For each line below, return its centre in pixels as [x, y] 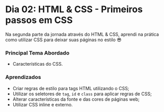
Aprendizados [23, 77]
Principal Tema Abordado [37, 53]
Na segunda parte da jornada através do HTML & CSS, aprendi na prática [82, 34]
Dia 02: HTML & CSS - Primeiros [74, 9]
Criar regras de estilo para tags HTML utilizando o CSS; [71, 88]
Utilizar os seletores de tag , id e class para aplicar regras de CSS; [82, 94]
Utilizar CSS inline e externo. [43, 104]
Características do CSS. [38, 64]
